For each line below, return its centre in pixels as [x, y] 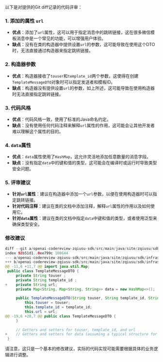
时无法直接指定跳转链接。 [38, 94]
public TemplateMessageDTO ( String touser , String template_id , [81, 298]
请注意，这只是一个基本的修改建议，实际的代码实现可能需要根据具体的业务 [79, 349]
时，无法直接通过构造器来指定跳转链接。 [52, 50]
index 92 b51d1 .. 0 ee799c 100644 [37, 253]
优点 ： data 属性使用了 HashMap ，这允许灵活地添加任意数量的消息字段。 [81, 157]
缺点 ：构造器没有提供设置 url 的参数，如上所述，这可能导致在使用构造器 [83, 88]
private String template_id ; [46, 280]
